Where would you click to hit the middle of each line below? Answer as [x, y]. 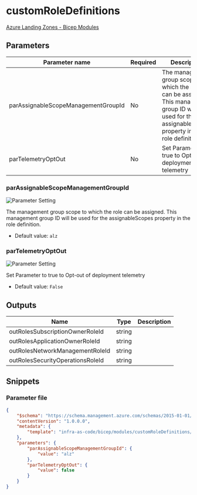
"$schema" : [30, 416]
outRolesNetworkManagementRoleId [60, 351]
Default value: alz [36, 236]
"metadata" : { [34, 427]
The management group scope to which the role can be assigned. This [91, 212]
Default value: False [39, 287]
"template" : [42, 432]
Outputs [21, 305]
